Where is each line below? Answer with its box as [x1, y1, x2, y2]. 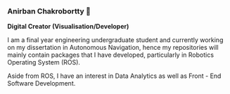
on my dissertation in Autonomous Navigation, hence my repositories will [7, 43, 219, 52]
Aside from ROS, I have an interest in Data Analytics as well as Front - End [7, 72, 222, 80]
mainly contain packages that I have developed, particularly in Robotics [7, 51, 215, 59]
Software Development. [7, 79, 76, 88]
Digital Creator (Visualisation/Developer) [7, 22, 129, 31]
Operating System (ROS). [7, 58, 81, 67]
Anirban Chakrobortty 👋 [7, 6, 91, 16]
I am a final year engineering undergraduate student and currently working [7, 36, 224, 44]
